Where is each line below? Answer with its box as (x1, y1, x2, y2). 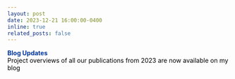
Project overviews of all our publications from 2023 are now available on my (7, 57, 229, 65)
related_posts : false (7, 29, 71, 37)
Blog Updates (7, 49, 48, 57)
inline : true (7, 23, 46, 30)
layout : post (7, 10, 46, 17)
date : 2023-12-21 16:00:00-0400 (7, 17, 102, 24)
